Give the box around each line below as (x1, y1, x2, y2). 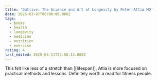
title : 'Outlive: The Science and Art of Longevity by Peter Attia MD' (5, 7, 153, 12)
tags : (5, 16, 16, 21)
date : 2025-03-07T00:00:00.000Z (5, 12, 70, 16)
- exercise (9, 43, 32, 48)
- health (9, 25, 27, 30)
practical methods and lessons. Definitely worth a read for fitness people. (5, 71, 152, 77)
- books (9, 20, 25, 26)
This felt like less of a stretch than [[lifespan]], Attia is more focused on (5, 65, 147, 71)
